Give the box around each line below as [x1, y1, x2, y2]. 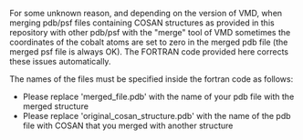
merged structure [22, 101, 89, 112]
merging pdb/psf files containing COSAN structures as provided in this [9, 17, 276, 28]
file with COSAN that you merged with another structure [22, 120, 234, 131]
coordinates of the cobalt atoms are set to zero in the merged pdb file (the [9, 36, 288, 47]
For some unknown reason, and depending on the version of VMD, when [9, 8, 283, 18]
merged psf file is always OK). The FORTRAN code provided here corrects [9, 46, 289, 57]
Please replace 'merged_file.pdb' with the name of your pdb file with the [22, 91, 295, 102]
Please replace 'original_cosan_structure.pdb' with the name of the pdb [22, 111, 291, 121]
